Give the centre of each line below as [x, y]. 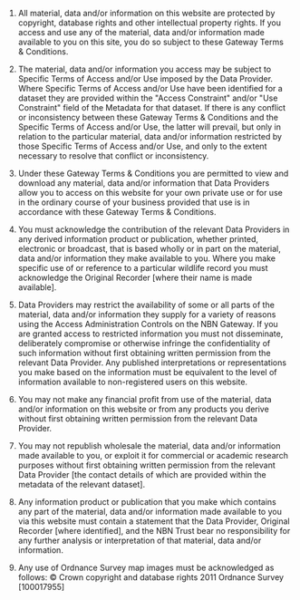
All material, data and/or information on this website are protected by [146, 13]
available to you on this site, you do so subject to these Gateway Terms [150, 42]
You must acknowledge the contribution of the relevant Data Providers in [154, 229]
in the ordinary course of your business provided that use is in [134, 202]
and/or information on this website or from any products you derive [143, 409]
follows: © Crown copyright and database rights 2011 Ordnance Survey [150, 577]
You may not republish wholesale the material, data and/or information [149, 446]
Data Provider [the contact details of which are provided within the [142, 474]
